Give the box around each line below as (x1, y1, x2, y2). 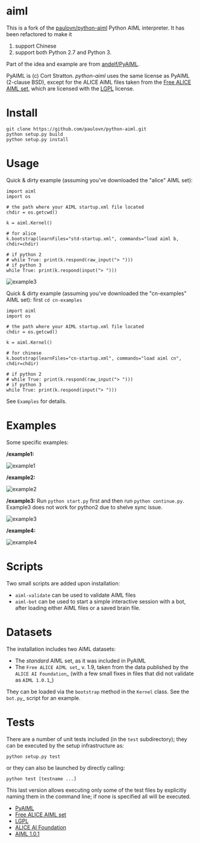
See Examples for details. (6, 397, 67, 405)
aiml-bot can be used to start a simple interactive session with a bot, (14, 597, 186, 605)
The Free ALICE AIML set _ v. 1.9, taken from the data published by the (14, 663, 189, 670)
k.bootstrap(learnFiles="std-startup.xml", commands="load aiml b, (6, 235, 180, 242)
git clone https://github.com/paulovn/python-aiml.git (6, 126, 147, 132)
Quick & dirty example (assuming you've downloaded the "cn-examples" (6, 290, 187, 297)
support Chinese (14, 42, 57, 49)
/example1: (6, 450, 34, 457)
